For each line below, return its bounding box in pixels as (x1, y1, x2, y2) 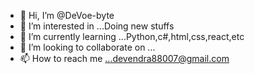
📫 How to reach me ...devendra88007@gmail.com (19, 53, 230, 64)
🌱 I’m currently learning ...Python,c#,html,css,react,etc (19, 31, 245, 42)
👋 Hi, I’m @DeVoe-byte (19, 10, 115, 21)
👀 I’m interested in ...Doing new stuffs (19, 20, 175, 32)
